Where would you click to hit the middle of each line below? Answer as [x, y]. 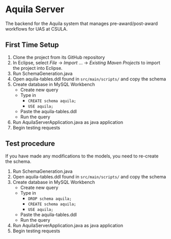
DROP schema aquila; [50, 199]
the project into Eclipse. [38, 68]
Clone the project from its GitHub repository [59, 57]
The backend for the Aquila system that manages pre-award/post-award [82, 23]
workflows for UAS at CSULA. [36, 29]
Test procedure [30, 144]
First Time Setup [32, 45]
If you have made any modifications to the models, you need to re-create [82, 156]
